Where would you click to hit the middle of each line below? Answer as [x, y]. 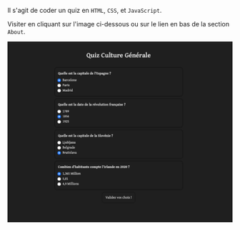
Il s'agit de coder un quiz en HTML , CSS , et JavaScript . [85, 10]
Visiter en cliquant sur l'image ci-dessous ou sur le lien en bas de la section [119, 24]
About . [16, 32]
